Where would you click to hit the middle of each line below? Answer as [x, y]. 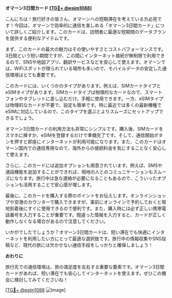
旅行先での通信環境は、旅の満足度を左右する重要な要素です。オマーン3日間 [85, 267]
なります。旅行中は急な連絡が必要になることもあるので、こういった [86, 178]
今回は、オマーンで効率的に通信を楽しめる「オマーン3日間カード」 [85, 25]
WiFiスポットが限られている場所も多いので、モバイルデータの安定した [88, 68]
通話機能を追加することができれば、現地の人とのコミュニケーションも [79, 172]
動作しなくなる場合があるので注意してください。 [57, 221]
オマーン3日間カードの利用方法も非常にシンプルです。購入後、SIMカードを [84, 129]
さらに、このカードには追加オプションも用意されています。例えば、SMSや [84, 165]
